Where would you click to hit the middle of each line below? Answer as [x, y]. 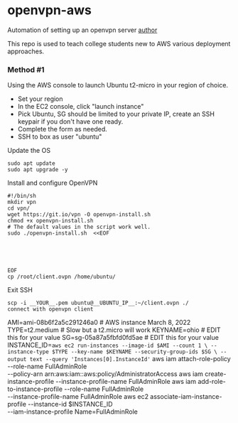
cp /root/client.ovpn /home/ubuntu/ [61, 277]
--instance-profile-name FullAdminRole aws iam [126, 382]
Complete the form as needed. [63, 129]
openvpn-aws [50, 10]
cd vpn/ [19, 208]
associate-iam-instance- [186, 397]
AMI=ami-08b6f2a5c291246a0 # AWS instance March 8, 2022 [99, 323]
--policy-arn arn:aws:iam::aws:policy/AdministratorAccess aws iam [106, 374]
